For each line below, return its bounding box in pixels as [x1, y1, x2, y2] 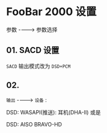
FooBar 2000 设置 [6, 5, 97, 19]
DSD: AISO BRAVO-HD [6, 120, 62, 128]
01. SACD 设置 [6, 45, 60, 55]
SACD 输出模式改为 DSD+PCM [6, 62, 71, 69]
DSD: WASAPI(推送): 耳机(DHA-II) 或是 [6, 108, 101, 116]
